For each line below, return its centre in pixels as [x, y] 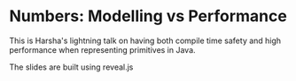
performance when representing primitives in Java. [103, 49]
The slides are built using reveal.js [71, 67]
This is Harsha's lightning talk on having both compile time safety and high [145, 40]
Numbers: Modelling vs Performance [148, 16]
